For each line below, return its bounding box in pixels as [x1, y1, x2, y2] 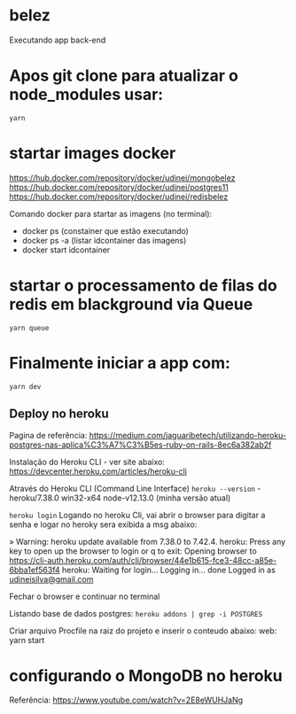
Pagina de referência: [9, 430, 88, 440]
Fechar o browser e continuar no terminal [9, 591, 160, 601]
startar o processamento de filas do [9, 276, 277, 295]
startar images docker [9, 144, 176, 164]
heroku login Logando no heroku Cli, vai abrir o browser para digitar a [9, 509, 266, 520]
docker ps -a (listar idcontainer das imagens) [21, 235, 187, 245]
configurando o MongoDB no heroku [9, 665, 283, 686]
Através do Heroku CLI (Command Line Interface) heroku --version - [9, 483, 261, 493]
